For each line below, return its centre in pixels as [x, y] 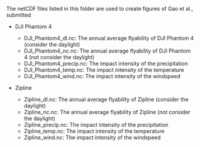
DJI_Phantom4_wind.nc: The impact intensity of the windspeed [102, 76]
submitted [19, 15]
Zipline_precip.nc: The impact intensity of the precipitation [96, 125]
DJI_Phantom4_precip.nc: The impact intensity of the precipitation [106, 63]
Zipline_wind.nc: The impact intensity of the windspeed [92, 137]
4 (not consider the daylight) [59, 57]
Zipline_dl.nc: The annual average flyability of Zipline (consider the [106, 99]
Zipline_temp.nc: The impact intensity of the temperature [94, 131]
